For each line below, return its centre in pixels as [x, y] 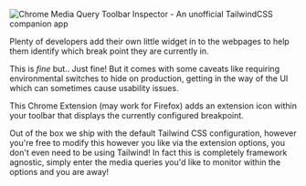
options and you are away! [59, 172]
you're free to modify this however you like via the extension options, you [148, 143]
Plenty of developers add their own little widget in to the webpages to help [149, 41]
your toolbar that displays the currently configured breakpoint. [127, 115]
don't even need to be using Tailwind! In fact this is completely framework [148, 152]
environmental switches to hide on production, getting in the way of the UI [149, 78]
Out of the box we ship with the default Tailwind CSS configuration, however [153, 133]
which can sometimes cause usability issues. [95, 88]
